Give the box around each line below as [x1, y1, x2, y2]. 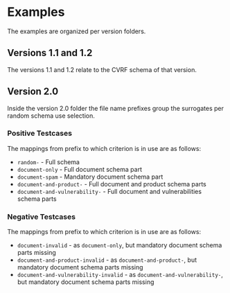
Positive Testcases [7, 129, 73, 139]
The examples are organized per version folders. [7, 27, 146, 35]
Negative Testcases [7, 212, 76, 222]
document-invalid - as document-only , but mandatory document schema [17, 241, 222, 249]
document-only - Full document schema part [17, 165, 142, 173]
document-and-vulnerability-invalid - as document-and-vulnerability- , [17, 271, 224, 279]
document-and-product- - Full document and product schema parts [17, 179, 206, 188]
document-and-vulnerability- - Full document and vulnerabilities [17, 187, 202, 195]
